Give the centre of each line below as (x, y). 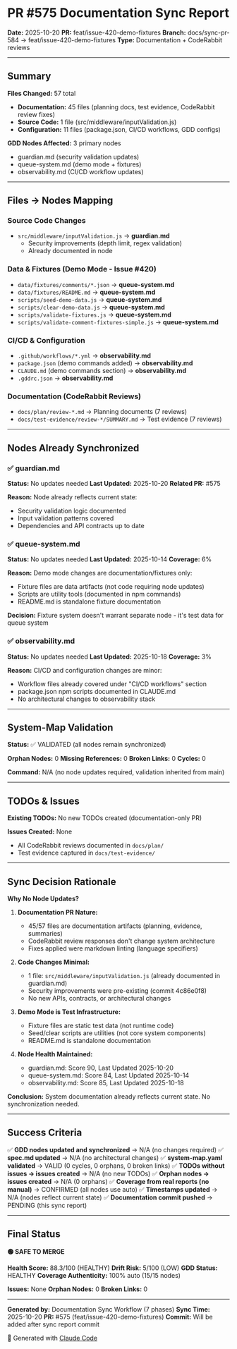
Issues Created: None (40, 832)
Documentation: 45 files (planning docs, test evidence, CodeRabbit (116, 106)
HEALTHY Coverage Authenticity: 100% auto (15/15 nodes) (94, 1275)
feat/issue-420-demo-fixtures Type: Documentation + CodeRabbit (125, 39)
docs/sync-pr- (209, 32)
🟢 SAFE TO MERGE (36, 1251)
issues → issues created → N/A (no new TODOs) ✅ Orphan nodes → (108, 1173)
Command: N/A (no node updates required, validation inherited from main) (116, 772)
